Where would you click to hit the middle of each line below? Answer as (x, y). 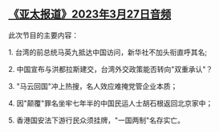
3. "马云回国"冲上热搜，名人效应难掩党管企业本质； (93, 86)
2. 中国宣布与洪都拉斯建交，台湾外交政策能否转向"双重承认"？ (111, 69)
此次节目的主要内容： (43, 35)
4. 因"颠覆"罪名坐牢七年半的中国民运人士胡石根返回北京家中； (111, 103)
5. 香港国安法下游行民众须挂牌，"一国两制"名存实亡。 (96, 120)
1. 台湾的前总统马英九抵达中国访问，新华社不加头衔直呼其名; (107, 52)
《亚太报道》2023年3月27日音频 (90, 14)
